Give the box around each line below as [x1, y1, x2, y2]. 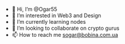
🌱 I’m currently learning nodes [11, 18, 86, 25]
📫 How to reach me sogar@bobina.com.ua [11, 32, 118, 38]
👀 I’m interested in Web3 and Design [11, 12, 101, 19]
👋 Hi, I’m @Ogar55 [11, 6, 58, 12]
